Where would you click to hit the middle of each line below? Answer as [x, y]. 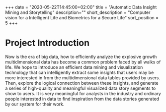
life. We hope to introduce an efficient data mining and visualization [74, 67]
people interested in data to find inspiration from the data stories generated [82, 99]
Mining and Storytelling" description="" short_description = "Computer [78, 12]
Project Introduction [47, 43]
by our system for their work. [35, 104]
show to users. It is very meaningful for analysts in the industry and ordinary [83, 93]
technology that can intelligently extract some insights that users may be [80, 72]
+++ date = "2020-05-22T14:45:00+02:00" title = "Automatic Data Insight [81, 7]
